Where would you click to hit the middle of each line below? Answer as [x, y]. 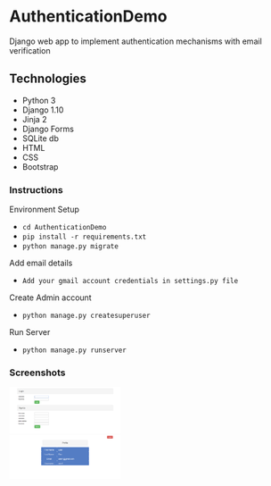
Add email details [41, 263]
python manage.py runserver [74, 350]
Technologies [48, 79]
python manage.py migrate [70, 247]
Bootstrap [40, 166]
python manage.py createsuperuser [86, 316]
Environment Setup [45, 209]
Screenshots [37, 373]
